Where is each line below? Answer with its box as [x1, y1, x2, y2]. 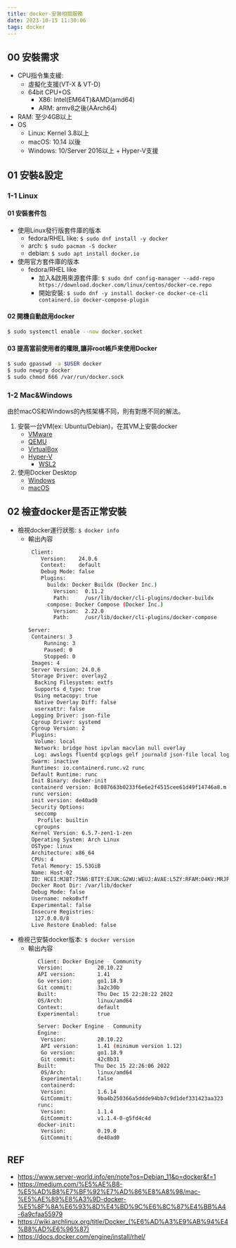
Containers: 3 [31, 633, 72, 641]
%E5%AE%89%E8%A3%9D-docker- [17, 1195, 126, 1204]
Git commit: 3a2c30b [37, 984, 120, 992]
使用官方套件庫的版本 [17, 257, 79, 266]
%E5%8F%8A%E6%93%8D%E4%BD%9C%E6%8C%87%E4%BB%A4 [17, 1202, 226, 1211]
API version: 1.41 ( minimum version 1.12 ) [41, 1043, 183, 1050]
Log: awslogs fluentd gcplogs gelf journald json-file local [34, 751, 218, 758]
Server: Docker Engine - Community [37, 1023, 142, 1030]
